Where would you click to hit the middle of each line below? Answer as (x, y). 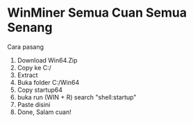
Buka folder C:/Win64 (48, 82)
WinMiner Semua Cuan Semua (97, 13)
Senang (30, 27)
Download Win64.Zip (47, 60)
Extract (27, 75)
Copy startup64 (40, 90)
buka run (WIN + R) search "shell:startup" (77, 97)
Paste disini (34, 104)
